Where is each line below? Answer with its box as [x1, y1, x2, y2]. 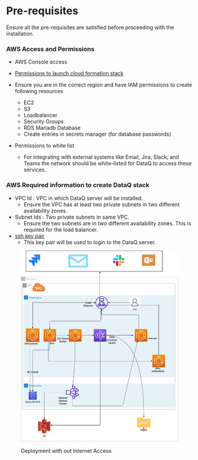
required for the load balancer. [23, 226, 98, 233]
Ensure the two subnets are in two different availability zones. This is [23, 219, 191, 226]
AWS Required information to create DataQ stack [6, 181, 150, 189]
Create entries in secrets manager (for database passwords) [23, 130, 171, 138]
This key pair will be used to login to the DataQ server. [23, 238, 156, 245]
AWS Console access [14, 58, 68, 66]
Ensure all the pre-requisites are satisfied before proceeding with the [6, 24, 175, 31]
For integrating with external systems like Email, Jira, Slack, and [23, 154, 180, 161]
